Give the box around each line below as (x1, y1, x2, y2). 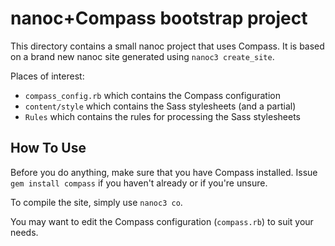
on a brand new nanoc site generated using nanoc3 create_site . (10, 50, 275, 62)
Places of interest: (10, 70, 85, 82)
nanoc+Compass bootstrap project (10, 7, 308, 30)
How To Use (10, 140, 87, 157)
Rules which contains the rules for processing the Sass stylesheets (24, 110, 302, 122)
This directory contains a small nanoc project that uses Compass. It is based (10, 40, 325, 52)
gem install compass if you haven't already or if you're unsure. (10, 177, 268, 189)
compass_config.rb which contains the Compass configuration (24, 89, 281, 101)
